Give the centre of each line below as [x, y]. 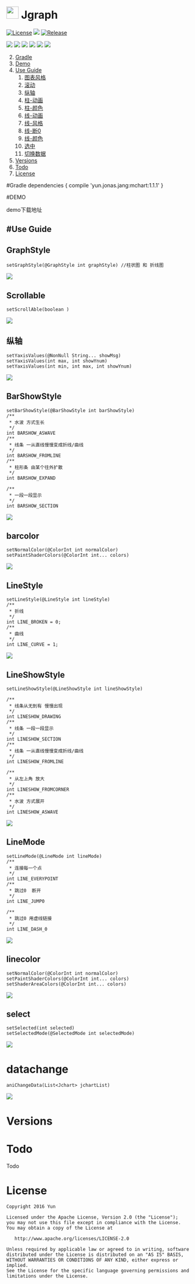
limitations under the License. [47, 1276]
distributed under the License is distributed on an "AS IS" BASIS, [95, 1255]
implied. [17, 1266]
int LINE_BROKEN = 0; [34, 622]
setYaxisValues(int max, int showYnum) [57, 361]
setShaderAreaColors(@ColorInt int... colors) [66, 984]
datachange [37, 1069]
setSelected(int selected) [41, 1028]
